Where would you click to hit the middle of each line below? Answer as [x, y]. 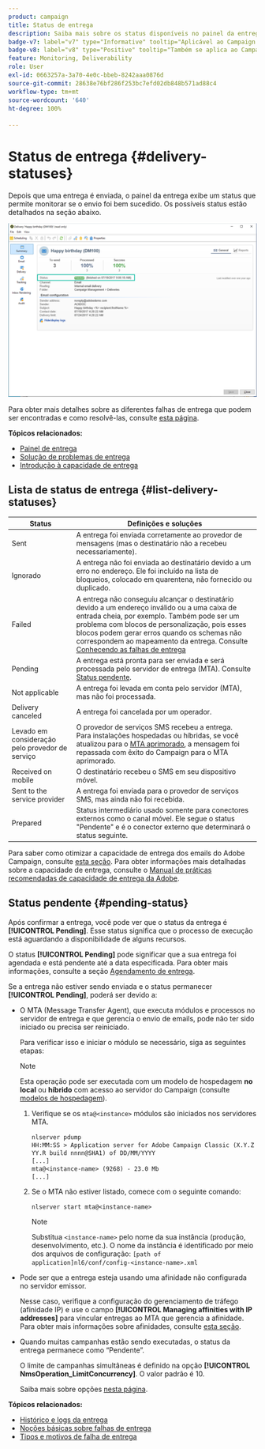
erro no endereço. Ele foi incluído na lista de [147, 571]
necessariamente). [106, 552]
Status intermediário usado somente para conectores [162, 810]
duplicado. [93, 588]
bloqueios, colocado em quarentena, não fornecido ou [164, 579]
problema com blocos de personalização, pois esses [161, 624]
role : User [26, 67]
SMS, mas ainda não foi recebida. [131, 799]
